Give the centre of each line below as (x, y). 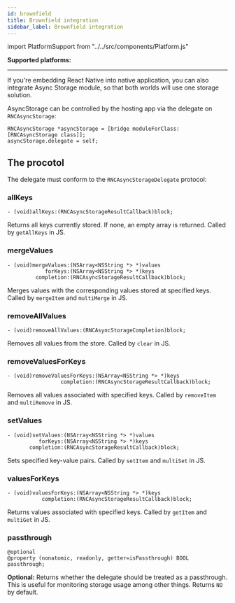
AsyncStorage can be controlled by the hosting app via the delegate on (110, 108)
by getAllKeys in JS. (36, 232)
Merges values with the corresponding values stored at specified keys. (109, 290)
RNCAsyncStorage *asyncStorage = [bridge (69, 129)
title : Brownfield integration (53, 20)
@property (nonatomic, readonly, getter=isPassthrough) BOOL (98, 558)
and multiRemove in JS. (40, 402)
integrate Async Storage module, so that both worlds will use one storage (113, 87)
